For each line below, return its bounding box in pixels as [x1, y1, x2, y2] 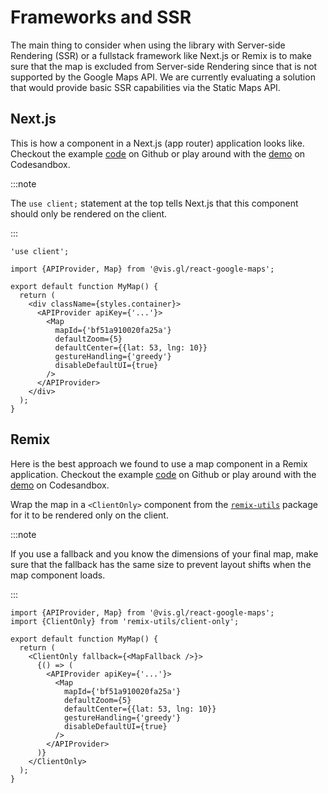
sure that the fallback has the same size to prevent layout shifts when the [10, 558, 312, 570]
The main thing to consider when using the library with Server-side [10, 39, 286, 51]
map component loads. [10, 569, 106, 581]
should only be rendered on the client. [10, 207, 168, 220]
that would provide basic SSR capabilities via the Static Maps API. [10, 81, 281, 93]
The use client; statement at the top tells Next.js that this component [10, 197, 299, 209]
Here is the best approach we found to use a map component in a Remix [10, 457, 308, 470]
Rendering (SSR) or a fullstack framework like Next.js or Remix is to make [10, 49, 312, 61]
